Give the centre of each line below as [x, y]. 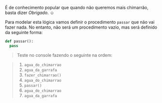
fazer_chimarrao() [43, 75]
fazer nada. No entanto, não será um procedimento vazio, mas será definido [81, 27]
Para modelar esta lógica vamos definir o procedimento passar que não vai [80, 22]
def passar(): [19, 41]
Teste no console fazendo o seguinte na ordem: [65, 55]
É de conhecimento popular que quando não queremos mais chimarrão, [77, 8]
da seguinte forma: [24, 32]
